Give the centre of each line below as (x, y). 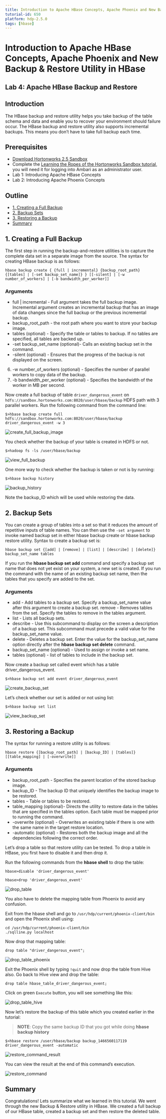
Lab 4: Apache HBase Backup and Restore (71, 87)
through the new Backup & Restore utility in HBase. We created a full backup (83, 1106)
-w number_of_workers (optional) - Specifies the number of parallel (81, 369)
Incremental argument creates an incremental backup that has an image (85, 308)
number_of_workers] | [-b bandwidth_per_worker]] (57, 279)
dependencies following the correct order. (55, 838)
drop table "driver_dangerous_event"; (45, 950)
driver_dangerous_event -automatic (42, 1045)
